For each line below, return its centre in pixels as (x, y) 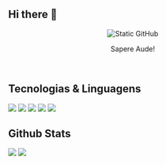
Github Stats (40, 134)
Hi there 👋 (33, 15)
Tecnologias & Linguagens (75, 89)
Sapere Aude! (133, 49)
